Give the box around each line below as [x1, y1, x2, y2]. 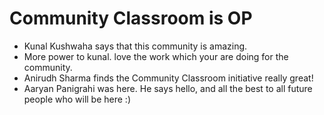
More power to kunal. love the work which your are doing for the [23, 50, 289, 62]
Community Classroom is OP [9, 7, 253, 30]
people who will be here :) [23, 93, 132, 105]
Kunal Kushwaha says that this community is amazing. [23, 40, 248, 52]
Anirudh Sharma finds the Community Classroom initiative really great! [23, 72, 314, 84]
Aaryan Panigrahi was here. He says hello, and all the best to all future [23, 82, 313, 94]
